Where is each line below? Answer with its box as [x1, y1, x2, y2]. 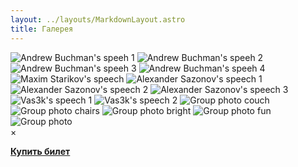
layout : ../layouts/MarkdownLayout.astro [10, 14, 186, 25]
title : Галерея [10, 24, 74, 34]
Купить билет [10, 145, 71, 157]
